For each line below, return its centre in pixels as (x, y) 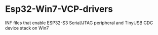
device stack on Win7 (27, 28)
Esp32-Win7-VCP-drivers (59, 9)
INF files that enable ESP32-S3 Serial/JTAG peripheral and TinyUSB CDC (79, 23)
